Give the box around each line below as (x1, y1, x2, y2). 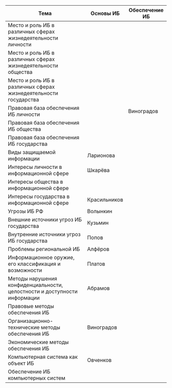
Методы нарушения (8, 275, 57, 282)
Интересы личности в (8, 164, 62, 170)
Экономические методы (8, 339, 69, 345)
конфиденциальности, (8, 282, 63, 288)
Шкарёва (87, 167, 110, 173)
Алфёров (87, 246, 110, 253)
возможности (8, 267, 42, 274)
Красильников (87, 196, 123, 203)
